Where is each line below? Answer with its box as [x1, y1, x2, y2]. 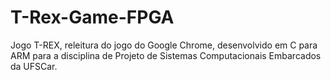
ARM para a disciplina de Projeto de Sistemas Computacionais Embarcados [10, 49, 322, 61]
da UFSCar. [10, 60, 58, 72]
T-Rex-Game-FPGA [10, 6, 175, 29]
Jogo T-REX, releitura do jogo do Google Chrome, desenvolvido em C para [10, 39, 318, 51]
